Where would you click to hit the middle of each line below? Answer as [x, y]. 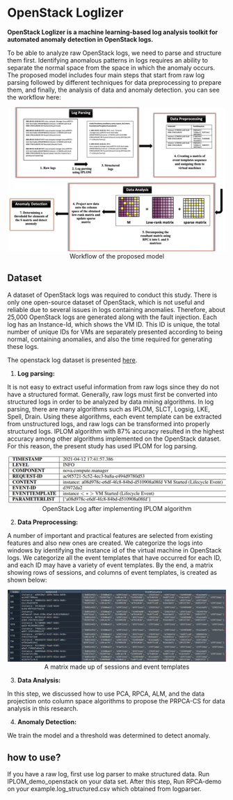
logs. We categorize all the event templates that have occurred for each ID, [114, 557]
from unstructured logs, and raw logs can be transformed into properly [109, 424]
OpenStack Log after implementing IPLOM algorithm [117, 508]
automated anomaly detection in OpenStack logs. [80, 39]
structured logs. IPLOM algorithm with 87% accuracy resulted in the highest [116, 431]
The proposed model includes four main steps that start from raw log [106, 75]
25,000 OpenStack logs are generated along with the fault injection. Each [112, 317]
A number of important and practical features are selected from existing [110, 535]
